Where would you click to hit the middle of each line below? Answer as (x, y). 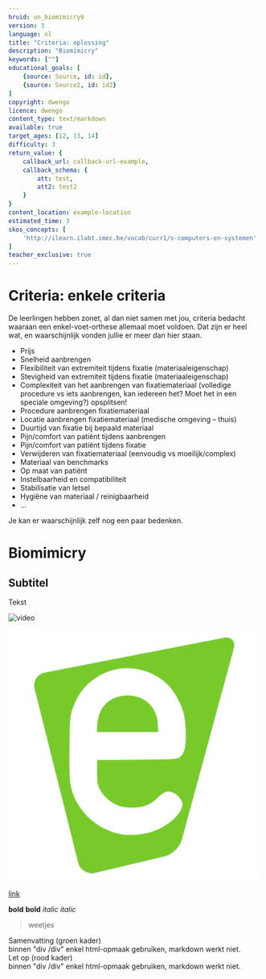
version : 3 (27, 25)
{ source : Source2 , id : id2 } (70, 85)
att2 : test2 (57, 187)
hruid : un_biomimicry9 (46, 17)
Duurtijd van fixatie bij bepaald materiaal (87, 428)
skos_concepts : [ (37, 230)
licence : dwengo (35, 110)
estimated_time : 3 (39, 221)
